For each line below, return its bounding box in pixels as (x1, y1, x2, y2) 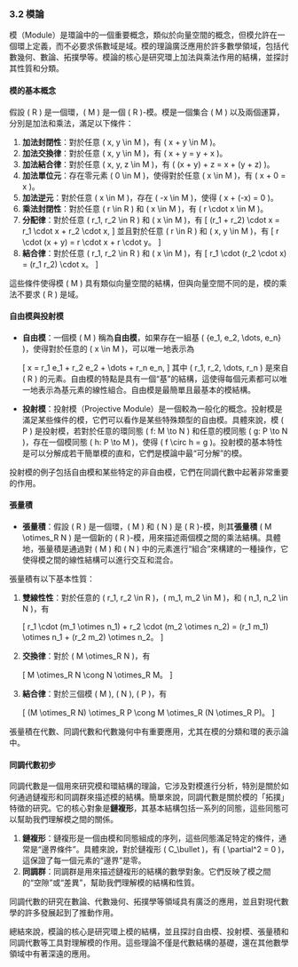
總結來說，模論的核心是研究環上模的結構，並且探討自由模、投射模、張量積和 (9, 926, 289, 937)
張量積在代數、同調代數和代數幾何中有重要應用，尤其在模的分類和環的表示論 (9, 726, 289, 737)
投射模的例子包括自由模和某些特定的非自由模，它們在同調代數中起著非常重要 (9, 467, 289, 477)
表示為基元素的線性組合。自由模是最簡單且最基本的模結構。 (37, 384, 255, 395)
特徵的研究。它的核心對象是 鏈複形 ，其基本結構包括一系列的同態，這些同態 (9, 803, 281, 814)
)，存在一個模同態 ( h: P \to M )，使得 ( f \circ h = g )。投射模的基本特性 (21, 436, 283, 447)
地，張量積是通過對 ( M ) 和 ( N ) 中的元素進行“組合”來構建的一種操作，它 (21, 543, 289, 554)
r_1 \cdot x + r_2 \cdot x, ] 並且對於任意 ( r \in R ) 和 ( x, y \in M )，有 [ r (21, 225, 279, 236)
